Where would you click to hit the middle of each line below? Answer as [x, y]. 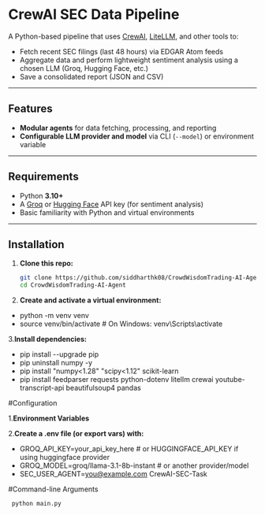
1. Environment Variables [49, 418]
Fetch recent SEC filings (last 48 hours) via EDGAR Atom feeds [121, 51]
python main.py [36, 504]
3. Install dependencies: [47, 339]
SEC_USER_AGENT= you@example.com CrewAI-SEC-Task [113, 474]
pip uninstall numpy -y [56, 363]
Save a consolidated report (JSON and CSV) [91, 76]
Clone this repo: [46, 263]
